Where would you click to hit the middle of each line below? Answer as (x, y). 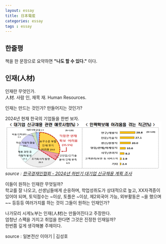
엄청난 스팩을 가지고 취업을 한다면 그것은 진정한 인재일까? (60, 220)
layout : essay (20, 10)
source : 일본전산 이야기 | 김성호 (37, 237)
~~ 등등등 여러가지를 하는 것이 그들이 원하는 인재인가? (57, 203)
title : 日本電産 (20, 16)
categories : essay (24, 21)
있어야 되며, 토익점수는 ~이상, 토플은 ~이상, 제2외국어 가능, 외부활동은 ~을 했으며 (83, 197)
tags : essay (19, 26)
